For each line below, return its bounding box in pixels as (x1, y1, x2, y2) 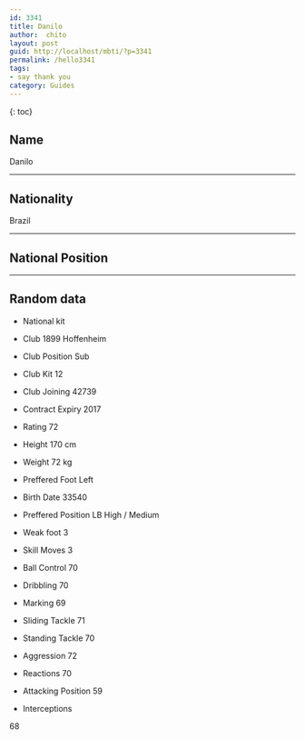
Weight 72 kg (22, 456, 73, 467)
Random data (9, 292, 86, 307)
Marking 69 (22, 597, 66, 608)
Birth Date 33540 (22, 492, 88, 503)
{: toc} (9, 105, 34, 116)
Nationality (9, 191, 74, 206)
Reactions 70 (22, 667, 73, 678)
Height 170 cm (22, 438, 77, 450)
